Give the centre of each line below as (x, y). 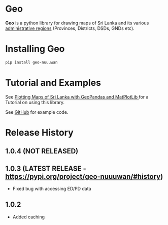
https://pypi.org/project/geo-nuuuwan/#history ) (84, 176)
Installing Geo (35, 49)
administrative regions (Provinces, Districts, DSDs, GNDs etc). (70, 28)
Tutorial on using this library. (35, 102)
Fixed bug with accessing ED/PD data (52, 189)
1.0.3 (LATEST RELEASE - (46, 168)
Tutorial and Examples (53, 83)
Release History (39, 132)
